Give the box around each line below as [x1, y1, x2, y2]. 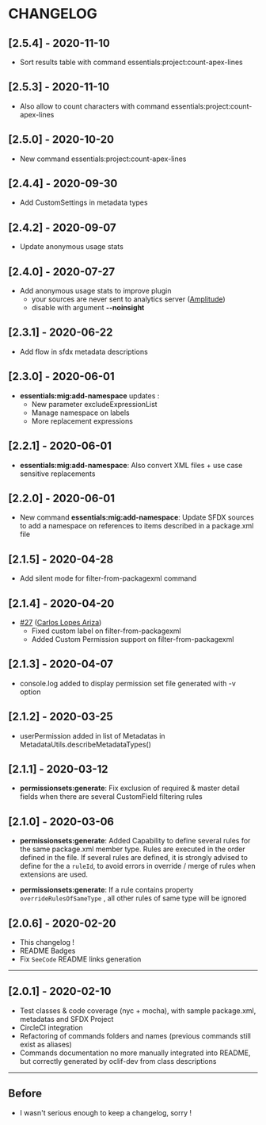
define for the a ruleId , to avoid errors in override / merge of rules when [19, 862, 256, 871]
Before [8, 1087, 42, 1100]
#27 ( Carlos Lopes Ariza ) [19, 617, 102, 627]
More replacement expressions [31, 416, 133, 425]
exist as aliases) [19, 1039, 73, 1049]
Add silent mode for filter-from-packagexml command [19, 574, 197, 583]
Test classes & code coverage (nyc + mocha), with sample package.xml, [19, 1005, 256, 1016]
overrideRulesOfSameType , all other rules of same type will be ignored [19, 893, 247, 903]
